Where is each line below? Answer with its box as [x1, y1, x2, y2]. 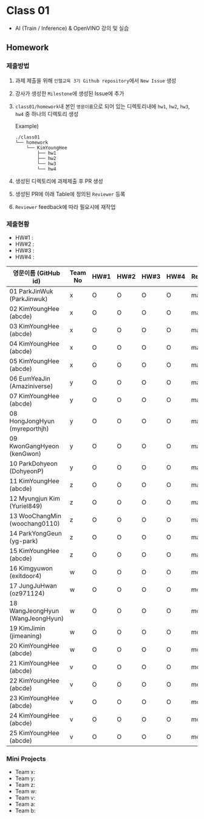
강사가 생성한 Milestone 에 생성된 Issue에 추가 [15, 89, 124, 97]
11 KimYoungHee [9, 477, 59, 485]
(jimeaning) [9, 631, 42, 640]
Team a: [15, 801, 35, 808]
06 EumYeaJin [9, 374, 50, 382]
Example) [15, 122, 39, 129]
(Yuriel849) [9, 501, 42, 510]
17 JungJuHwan [9, 581, 57, 590]
